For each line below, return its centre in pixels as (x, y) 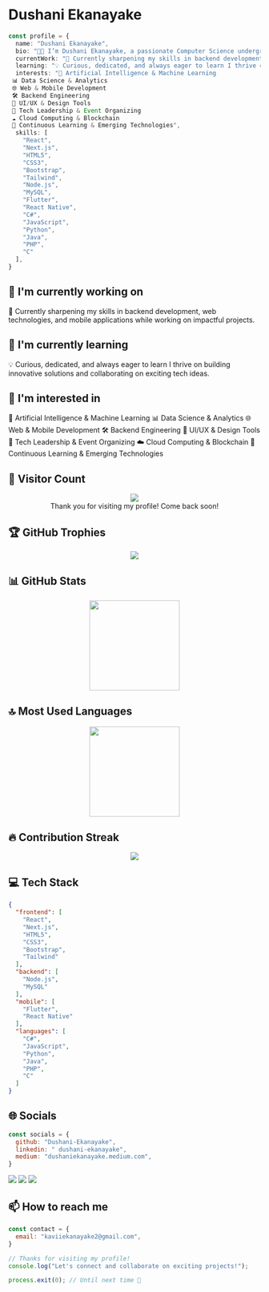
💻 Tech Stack (44, 882)
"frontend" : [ (39, 912)
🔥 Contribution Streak (64, 837)
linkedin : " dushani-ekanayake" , (71, 1149)
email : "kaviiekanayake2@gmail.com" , (78, 1236)
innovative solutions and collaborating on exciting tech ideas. (109, 373)
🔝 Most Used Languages (70, 712)
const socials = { (39, 1134)
